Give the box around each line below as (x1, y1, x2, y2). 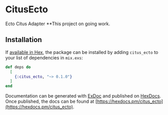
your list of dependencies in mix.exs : (5, 54, 83, 61)
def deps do (5, 64, 31, 70)
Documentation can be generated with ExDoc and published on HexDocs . (5, 93, 161, 99)
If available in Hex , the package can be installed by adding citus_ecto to (5, 49, 158, 55)
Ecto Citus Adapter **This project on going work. (5, 21, 110, 27)
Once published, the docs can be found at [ (5, 99, 98, 105)
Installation (5, 35, 42, 44)
